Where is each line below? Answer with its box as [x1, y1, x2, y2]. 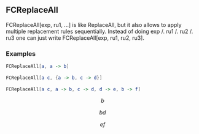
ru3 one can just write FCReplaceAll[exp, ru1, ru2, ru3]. [6, 34, 145, 42]
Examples [6, 49, 36, 58]
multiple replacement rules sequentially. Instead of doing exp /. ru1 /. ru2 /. [6, 28, 193, 35]
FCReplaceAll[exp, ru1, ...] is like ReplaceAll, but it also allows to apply [6, 21, 182, 28]
